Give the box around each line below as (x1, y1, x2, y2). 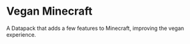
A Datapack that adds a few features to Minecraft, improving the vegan (6, 24, 185, 32)
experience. (6, 31, 37, 38)
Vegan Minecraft (6, 4, 93, 18)
